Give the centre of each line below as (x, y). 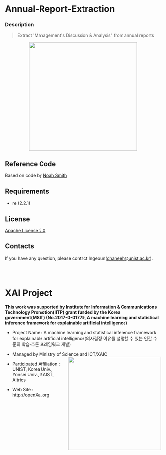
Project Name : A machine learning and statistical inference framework (84, 332)
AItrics (19, 380)
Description (20, 25)
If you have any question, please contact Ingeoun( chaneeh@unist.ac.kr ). (79, 258)
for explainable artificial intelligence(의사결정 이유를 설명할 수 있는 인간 (82, 338)
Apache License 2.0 (25, 230)
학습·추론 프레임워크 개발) (46, 344)
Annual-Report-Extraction (60, 9)
